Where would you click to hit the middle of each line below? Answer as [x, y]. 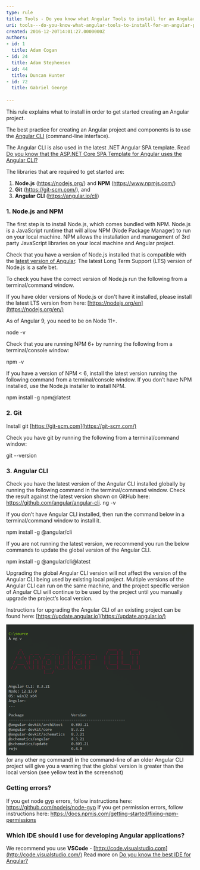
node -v [16, 333]
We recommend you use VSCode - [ [51, 849]
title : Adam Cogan [35, 51]
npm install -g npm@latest [38, 398]
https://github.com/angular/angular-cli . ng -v [61, 502]
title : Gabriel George [40, 88]
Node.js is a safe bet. [32, 267]
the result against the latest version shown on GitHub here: [78, 496]
